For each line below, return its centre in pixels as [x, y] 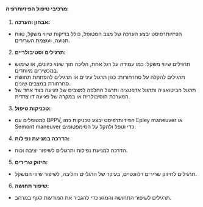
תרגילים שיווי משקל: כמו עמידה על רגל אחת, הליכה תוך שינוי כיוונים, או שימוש [102, 64]
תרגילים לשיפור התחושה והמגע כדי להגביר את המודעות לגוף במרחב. [93, 198]
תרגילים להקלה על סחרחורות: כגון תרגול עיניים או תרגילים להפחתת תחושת [100, 77]
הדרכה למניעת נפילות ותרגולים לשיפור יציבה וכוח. [71, 150]
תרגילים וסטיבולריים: [40, 53]
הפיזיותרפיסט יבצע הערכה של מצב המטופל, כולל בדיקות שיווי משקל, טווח [98, 34]
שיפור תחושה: [32, 186]
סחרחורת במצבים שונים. [42, 84]
